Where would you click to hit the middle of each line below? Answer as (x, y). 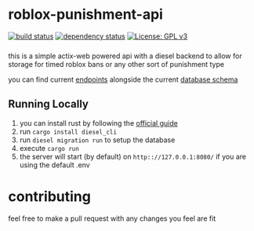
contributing (50, 196)
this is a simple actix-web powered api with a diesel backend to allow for (125, 56)
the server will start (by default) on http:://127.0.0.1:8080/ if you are (133, 156)
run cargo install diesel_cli (68, 131)
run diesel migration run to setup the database (97, 140)
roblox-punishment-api (85, 15)
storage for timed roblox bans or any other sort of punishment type (116, 64)
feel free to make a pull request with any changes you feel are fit (112, 218)
